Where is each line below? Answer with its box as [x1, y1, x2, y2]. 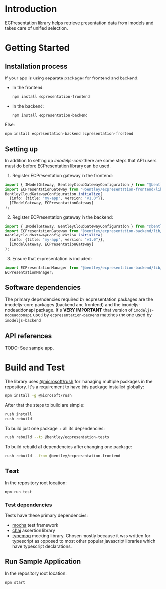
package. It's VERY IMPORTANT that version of [35, 307, 133, 313]
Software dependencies [5, 283, 81, 292]
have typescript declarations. [12, 543, 72, 549]
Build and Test [5, 362, 65, 373]
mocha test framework [12, 522, 59, 528]
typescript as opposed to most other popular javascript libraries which [12, 538, 156, 544]
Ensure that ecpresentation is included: [12, 255, 92, 261]
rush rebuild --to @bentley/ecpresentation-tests [5, 434, 110, 440]
